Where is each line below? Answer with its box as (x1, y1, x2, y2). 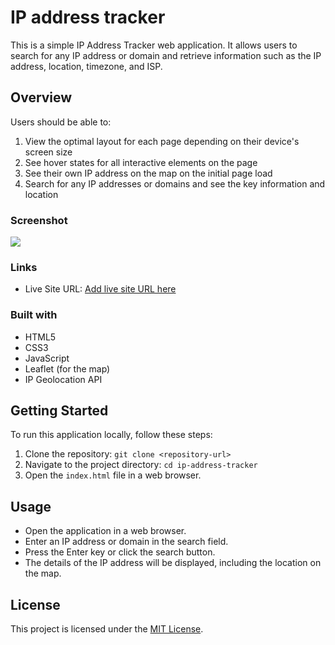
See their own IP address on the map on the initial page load (24, 167, 273, 179)
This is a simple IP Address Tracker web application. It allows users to (10, 39, 298, 51)
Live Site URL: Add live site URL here (24, 283, 177, 295)
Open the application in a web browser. (24, 525, 187, 537)
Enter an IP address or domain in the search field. (24, 536, 229, 548)
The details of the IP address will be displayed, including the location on (24, 557, 322, 569)
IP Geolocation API (24, 373, 103, 385)
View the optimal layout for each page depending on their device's (24, 135, 300, 147)
